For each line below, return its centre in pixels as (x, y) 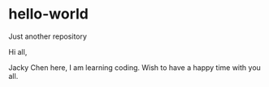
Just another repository (48, 36)
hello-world (49, 14)
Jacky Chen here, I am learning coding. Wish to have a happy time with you (135, 67)
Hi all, (18, 52)
